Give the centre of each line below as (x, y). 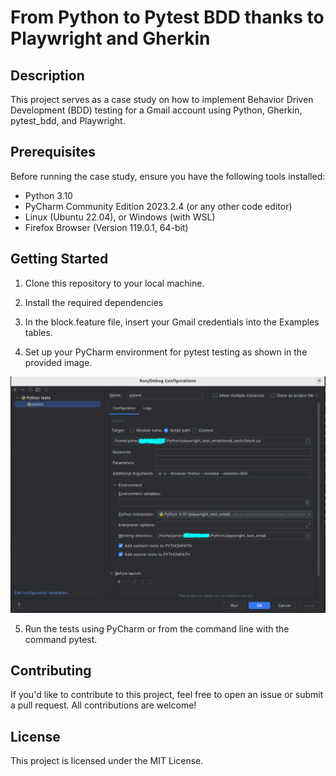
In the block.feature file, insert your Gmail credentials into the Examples (172, 322)
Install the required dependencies (94, 302)
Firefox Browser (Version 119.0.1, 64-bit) (106, 227)
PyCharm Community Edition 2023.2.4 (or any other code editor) (158, 206)
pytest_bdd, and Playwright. (68, 120)
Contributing (51, 671)
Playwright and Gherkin (110, 38)
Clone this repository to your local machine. (114, 283)
